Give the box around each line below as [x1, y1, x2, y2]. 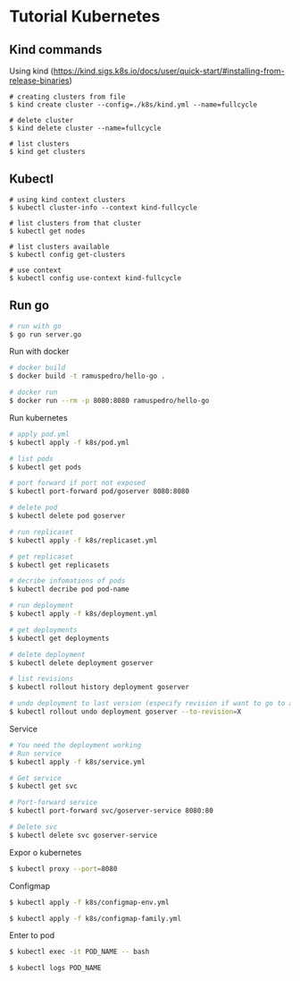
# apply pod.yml [9, 430, 70, 439]
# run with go [9, 321, 62, 330]
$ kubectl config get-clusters [9, 250, 126, 259]
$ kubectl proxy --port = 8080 [9, 864, 118, 874]
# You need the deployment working [9, 740, 142, 749]
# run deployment [9, 601, 74, 610]
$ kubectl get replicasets [9, 560, 110, 569]
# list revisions [9, 674, 74, 684]
